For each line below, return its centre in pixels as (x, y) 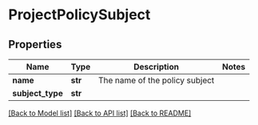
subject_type (38, 93)
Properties (35, 44)
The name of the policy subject (157, 80)
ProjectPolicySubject (79, 15)
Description (157, 67)
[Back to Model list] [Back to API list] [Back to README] (100, 113)
